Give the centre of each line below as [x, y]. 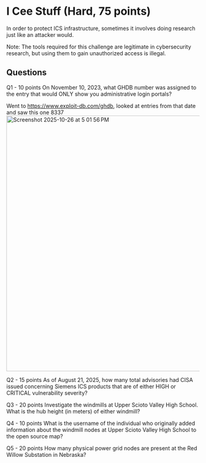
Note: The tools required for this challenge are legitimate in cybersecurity [99, 47]
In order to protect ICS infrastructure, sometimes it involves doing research [101, 28]
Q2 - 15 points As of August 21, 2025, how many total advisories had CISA [100, 379]
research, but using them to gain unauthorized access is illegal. [86, 53]
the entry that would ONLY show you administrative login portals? [89, 94]
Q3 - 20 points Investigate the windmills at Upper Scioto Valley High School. [102, 405]
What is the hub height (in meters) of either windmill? [73, 411]
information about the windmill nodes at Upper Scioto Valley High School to [101, 430]
